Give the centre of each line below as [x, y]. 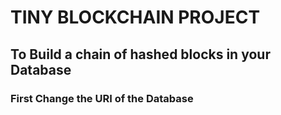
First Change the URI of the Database [102, 98]
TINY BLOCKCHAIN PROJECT [135, 17]
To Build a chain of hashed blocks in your [140, 54]
